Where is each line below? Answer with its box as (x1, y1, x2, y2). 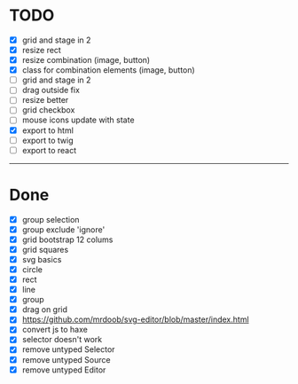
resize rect (21, 45, 62, 55)
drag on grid (21, 304, 68, 315)
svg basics (21, 254, 62, 264)
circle (21, 263, 43, 275)
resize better (21, 95, 69, 106)
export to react (21, 145, 77, 155)
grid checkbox (21, 105, 75, 115)
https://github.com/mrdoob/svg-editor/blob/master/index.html (21, 314, 250, 325)
